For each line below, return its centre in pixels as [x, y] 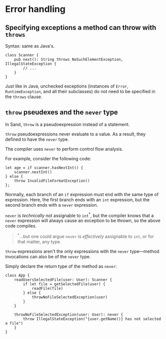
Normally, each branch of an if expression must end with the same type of [82, 194]
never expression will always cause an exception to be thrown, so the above [83, 221]
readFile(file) [47, 289]
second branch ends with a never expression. [52, 205]
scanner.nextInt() [33, 172]
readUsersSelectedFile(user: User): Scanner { [63, 280]
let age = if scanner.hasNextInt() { [44, 168]
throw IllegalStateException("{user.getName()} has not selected [92, 319]
